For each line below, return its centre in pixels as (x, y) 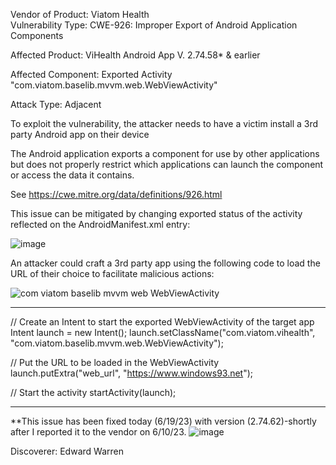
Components (37, 35)
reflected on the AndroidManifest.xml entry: (100, 224)
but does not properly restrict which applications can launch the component (167, 164)
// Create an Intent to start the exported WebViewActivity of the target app (162, 322)
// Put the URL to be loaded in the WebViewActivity (115, 362)
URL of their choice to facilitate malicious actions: (112, 273)
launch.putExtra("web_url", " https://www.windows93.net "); (132, 373)
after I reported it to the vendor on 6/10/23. (98, 432)
